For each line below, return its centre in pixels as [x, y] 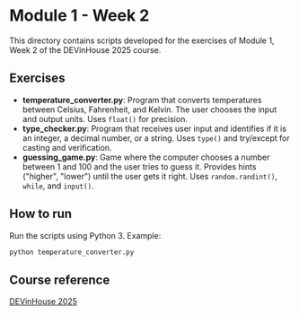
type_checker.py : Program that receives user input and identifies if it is [154, 128]
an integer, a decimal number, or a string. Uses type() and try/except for [156, 138]
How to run [41, 214]
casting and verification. [67, 147]
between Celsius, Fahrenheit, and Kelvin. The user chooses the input [149, 109]
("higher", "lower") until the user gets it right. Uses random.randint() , [150, 176]
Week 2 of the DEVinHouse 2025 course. [85, 49]
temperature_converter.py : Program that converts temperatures [142, 100]
